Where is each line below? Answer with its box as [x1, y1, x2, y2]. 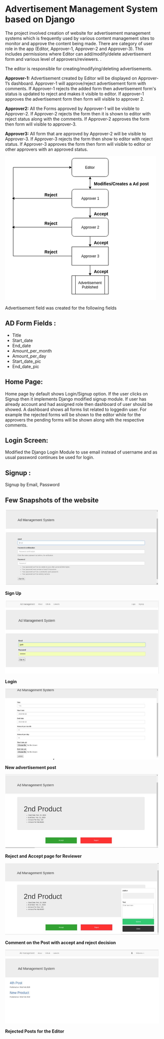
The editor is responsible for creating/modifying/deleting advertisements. [5, 65, 153, 72]
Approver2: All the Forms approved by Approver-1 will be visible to [5, 106, 140, 111]
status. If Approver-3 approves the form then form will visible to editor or [5, 141, 151, 147]
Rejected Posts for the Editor [5, 1028, 64, 1034]
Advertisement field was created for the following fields [5, 305, 117, 311]
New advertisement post [5, 765, 57, 771]
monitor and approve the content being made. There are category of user [5, 40, 153, 46]
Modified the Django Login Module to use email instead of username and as [5, 449, 158, 455]
